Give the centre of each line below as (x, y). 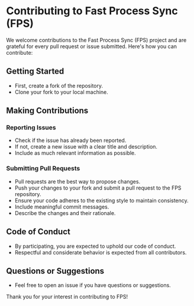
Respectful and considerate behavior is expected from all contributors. (101, 252)
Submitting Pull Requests (43, 169)
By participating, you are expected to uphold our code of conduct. (95, 246)
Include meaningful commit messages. (62, 207)
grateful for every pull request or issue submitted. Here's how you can (92, 46)
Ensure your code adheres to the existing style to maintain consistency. (102, 200)
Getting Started (35, 72)
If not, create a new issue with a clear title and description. (86, 147)
